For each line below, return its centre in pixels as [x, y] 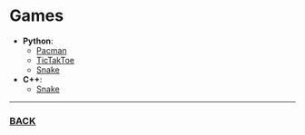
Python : [38, 41]
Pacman [51, 50]
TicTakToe [55, 60]
